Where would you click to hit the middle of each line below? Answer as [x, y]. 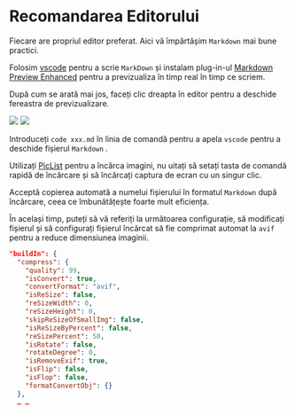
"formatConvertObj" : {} [69, 386]
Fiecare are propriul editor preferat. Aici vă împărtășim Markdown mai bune [143, 41]
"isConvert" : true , [61, 278]
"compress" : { [43, 262]
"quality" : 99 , [53, 270]
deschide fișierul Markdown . [59, 148]
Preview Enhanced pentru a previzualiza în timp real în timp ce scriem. [137, 76]
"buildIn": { [33, 254]
